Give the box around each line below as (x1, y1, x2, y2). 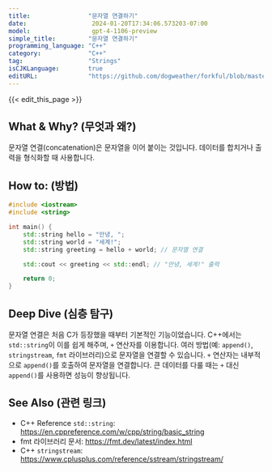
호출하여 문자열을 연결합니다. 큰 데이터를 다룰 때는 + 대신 (60, 359, 240, 369)
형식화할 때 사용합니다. (23, 153, 96, 163)
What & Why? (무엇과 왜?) (8, 120, 137, 134)
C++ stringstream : (19, 445, 83, 455)
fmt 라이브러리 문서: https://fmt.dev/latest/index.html (19, 436, 193, 446)
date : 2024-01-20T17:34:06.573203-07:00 (8, 19, 208, 28)
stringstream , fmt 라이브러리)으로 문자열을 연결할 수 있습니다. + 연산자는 (8, 350, 240, 359)
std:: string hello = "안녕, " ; (23, 230, 125, 239)
